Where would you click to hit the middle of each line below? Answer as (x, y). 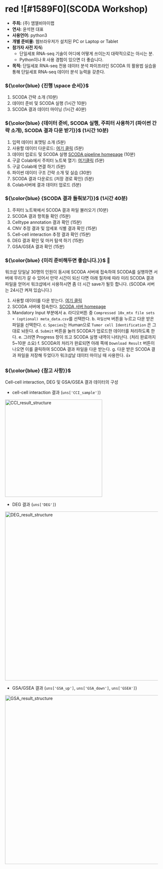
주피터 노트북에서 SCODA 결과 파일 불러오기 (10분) (60, 210)
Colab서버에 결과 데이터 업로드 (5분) (47, 185)
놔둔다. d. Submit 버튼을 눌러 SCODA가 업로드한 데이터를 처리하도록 (86, 331)
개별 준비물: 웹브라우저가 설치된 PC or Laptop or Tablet (65, 41)
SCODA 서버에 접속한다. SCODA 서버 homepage (59, 307)
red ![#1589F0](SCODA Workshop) (76, 9)
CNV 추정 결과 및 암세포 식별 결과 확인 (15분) (55, 228)
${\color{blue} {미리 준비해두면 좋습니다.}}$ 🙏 (58, 260)
